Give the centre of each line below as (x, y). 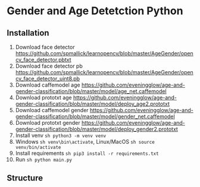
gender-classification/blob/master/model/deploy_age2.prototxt (93, 104)
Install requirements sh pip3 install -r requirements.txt (87, 153)
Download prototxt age (43, 97)
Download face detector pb (49, 66)
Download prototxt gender (48, 123)
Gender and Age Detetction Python (95, 11)
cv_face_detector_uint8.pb (47, 79)
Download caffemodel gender (52, 110)
